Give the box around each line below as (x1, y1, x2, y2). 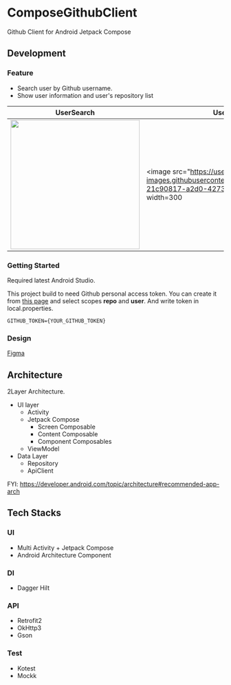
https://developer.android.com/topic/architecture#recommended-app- (19, 480, 220, 489)
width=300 (146, 192, 183, 202)
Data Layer (16, 452, 48, 460)
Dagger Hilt (16, 584, 50, 592)
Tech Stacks (7, 507, 62, 519)
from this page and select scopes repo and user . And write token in (7, 296, 199, 305)
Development (7, 48, 67, 59)
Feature (7, 68, 34, 78)
